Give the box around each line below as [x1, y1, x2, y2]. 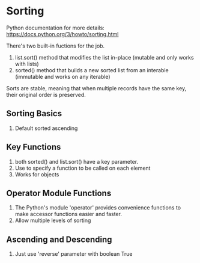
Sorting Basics [6, 108, 62, 119]
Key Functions [6, 142, 61, 152]
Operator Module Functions [6, 188, 112, 198]
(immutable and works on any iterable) [14, 73, 111, 80]
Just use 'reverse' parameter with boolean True [14, 250, 133, 258]
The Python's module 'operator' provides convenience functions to [14, 204, 181, 211]
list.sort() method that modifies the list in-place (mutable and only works [14, 54, 194, 61]
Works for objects [14, 170, 59, 178]
